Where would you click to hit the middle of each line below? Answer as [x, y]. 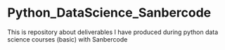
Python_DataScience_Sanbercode [109, 13]
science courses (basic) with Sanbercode [67, 39]
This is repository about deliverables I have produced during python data [113, 32]
